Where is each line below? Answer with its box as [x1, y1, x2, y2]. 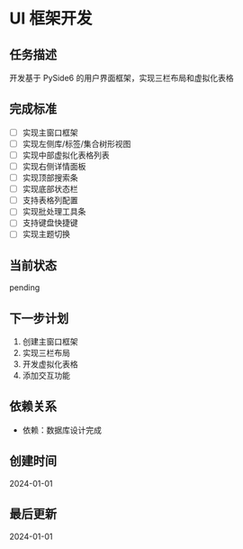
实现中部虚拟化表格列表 [22, 150, 110, 160]
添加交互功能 [22, 371, 70, 381]
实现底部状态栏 [22, 184, 78, 195]
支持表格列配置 [22, 195, 78, 206]
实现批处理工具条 [22, 206, 86, 217]
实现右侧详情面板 [22, 161, 86, 171]
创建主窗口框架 [22, 336, 78, 347]
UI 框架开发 [9, 8, 93, 29]
